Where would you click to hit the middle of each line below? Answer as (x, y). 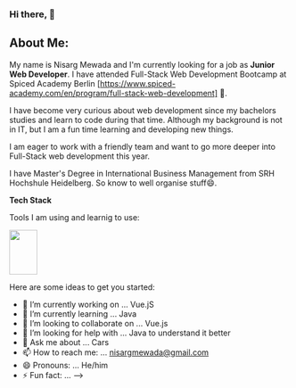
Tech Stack (30, 200)
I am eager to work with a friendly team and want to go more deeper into (143, 146)
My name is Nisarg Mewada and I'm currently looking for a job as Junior (142, 64)
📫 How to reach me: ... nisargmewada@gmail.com (115, 352)
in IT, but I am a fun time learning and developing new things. (121, 129)
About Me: (39, 43)
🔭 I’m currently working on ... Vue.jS (88, 304)
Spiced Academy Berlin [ (55, 83)
